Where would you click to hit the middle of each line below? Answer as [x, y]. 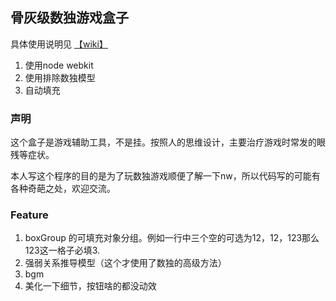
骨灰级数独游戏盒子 [69, 18]
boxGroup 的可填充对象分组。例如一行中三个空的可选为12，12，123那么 [172, 238]
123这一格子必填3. [62, 250]
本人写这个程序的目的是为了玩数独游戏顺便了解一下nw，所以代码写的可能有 [165, 176]
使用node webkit [59, 65]
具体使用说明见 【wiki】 [59, 44]
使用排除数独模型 [60, 77]
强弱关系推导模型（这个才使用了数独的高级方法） [125, 263]
